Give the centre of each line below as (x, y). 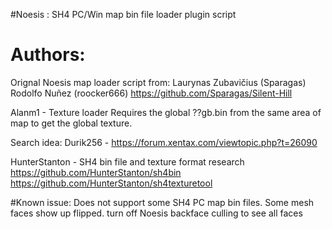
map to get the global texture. (71, 123)
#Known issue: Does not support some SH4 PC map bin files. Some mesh (162, 202)
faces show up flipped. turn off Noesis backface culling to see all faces (156, 213)
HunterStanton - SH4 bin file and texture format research (127, 161)
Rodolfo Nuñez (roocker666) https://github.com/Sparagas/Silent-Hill (151, 93)
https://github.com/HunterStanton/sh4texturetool (111, 183)
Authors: (48, 55)
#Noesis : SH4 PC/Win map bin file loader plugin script (123, 14)
